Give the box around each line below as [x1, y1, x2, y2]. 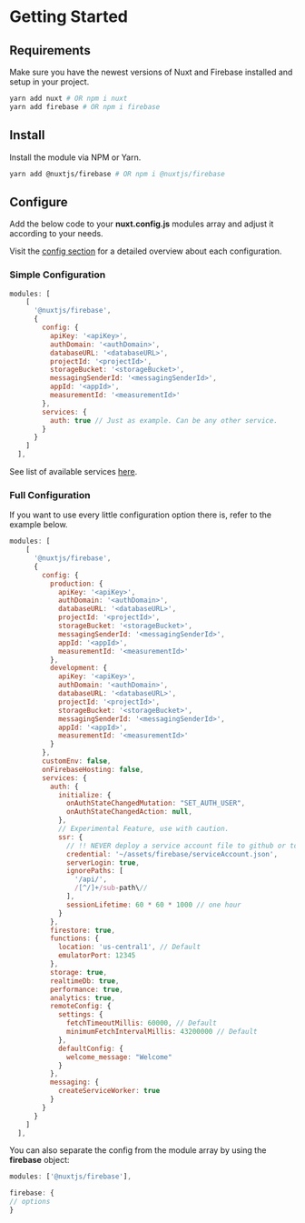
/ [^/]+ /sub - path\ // [74, 884, 148, 893]
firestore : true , [49, 926, 116, 935]
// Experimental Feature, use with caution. [57, 825, 230, 834]
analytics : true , [49, 993, 116, 1002]
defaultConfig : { [57, 1044, 124, 1053]
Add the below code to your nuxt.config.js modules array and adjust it [9, 218, 274, 229]
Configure [9, 194, 68, 210]
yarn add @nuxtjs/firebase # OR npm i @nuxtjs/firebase [9, 169, 225, 178]
